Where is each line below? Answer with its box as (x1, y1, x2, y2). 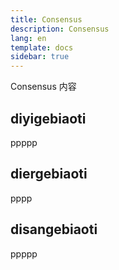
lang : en (10, 33, 47, 43)
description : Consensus (10, 24, 110, 34)
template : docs (10, 42, 74, 53)
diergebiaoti (10, 166, 88, 183)
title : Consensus (10, 14, 83, 25)
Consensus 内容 (10, 81, 77, 93)
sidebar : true (10, 52, 70, 62)
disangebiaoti (10, 221, 98, 238)
